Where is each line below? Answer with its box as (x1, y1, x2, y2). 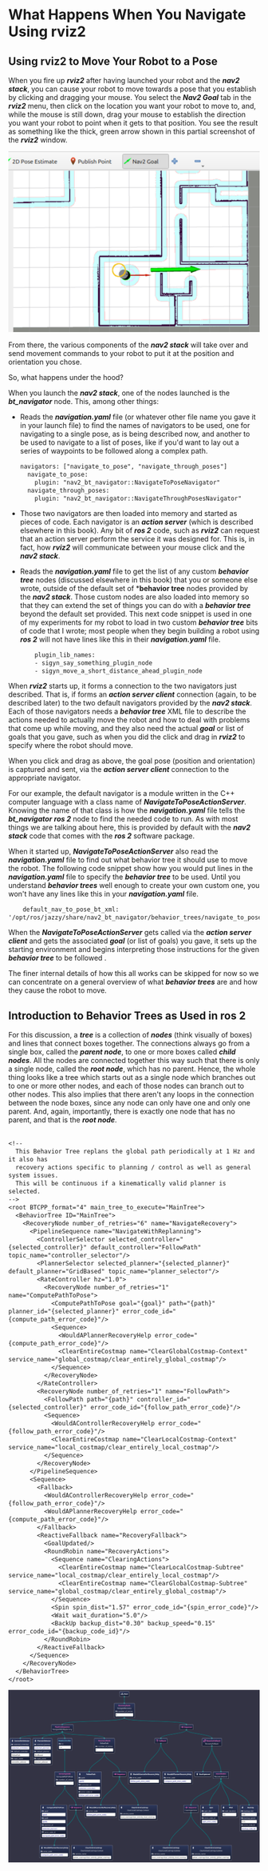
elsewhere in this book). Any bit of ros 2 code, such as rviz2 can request (19, 526, 260, 535)
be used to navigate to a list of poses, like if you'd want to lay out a (19, 438, 239, 447)
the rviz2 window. (8, 135, 68, 145)
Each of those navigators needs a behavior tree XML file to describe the (8, 706, 246, 717)
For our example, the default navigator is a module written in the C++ (8, 789, 235, 798)
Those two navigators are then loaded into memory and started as (19, 509, 238, 518)
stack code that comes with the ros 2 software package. (8, 831, 195, 841)
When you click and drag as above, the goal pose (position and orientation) (8, 756, 256, 766)
